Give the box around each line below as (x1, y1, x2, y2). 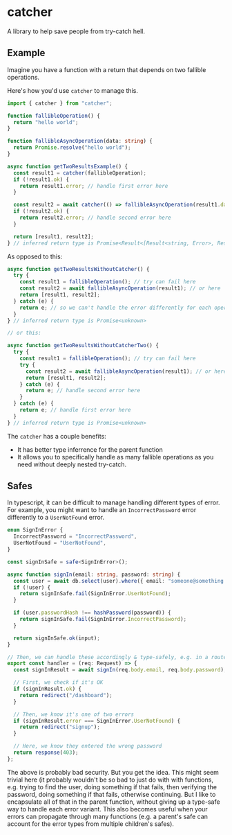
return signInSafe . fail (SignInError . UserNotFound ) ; (19, 590, 171, 597)
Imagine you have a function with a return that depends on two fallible (7, 65, 206, 73)
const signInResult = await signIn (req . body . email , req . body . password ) (13, 667, 224, 674)
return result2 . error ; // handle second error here (19, 214, 171, 221)
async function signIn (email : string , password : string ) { (7, 571, 181, 578)
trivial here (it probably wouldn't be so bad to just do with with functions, (7, 775, 214, 784)
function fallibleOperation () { (7, 112, 100, 119)
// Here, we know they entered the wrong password (13, 743, 162, 750)
